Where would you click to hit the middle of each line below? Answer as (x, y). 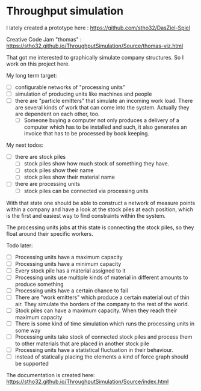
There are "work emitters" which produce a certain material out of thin (102, 297)
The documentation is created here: (51, 375)
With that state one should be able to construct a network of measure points (101, 203)
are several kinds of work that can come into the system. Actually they (102, 108)
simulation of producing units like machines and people (83, 94)
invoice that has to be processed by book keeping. (86, 134)
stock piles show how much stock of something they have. (97, 164)
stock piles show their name (59, 170)
